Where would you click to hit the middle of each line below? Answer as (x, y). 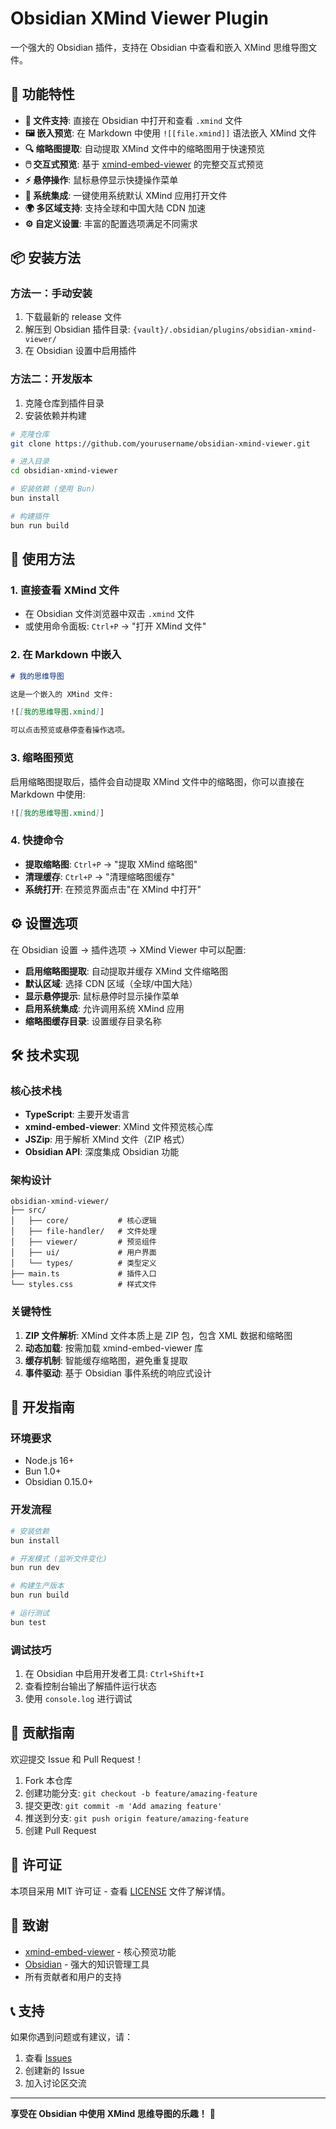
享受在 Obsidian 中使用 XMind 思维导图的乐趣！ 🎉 (113, 2114)
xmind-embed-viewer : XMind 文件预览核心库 (119, 1127)
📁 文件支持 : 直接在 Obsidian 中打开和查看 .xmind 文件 (133, 120)
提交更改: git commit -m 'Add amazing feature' (123, 1805)
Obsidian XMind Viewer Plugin (139, 18)
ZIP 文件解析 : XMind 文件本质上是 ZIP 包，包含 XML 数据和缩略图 (158, 1335)
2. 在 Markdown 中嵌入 (66, 655)
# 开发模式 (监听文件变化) (59, 1558)
